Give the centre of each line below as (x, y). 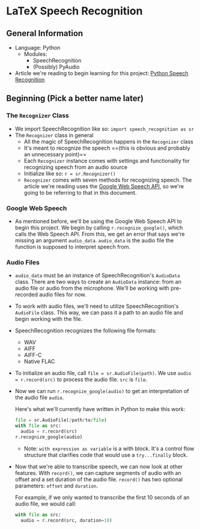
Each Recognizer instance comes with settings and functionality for (107, 161)
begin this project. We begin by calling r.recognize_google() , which (99, 227)
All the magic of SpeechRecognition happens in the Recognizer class (108, 141)
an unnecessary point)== (55, 154)
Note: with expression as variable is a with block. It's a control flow (109, 448)
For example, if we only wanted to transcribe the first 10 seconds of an (102, 497)
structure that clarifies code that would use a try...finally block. (106, 454)
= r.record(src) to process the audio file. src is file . (81, 379)
